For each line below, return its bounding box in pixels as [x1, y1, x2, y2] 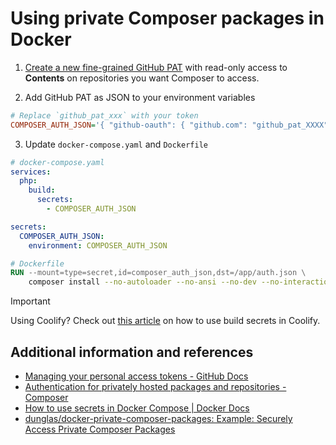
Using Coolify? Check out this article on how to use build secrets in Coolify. [10, 315, 321, 327]
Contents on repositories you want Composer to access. [24, 72, 260, 84]
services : [10, 167, 52, 177]
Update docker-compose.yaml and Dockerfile [24, 138, 208, 150]
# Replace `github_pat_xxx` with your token [10, 110, 199, 121]
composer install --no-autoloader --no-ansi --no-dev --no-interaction [28, 277, 333, 287]
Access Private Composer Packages [24, 423, 176, 435]
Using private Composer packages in [10, 7, 325, 30]
